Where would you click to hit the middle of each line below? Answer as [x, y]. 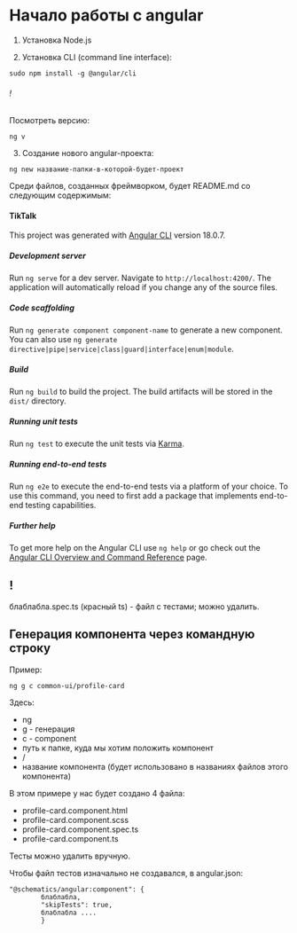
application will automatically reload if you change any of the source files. [143, 287]
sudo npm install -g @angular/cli [73, 73]
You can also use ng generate [63, 340]
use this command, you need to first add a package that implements [133, 496]
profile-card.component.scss [75, 819]
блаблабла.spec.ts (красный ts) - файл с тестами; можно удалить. [134, 606]
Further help [32, 525]
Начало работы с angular [106, 16]
